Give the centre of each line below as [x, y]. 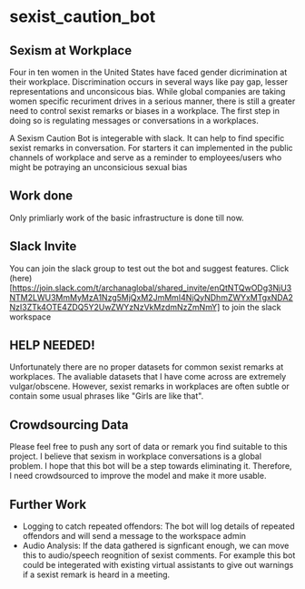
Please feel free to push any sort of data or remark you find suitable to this [148, 447]
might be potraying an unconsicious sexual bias [98, 167]
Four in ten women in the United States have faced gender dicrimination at [148, 72]
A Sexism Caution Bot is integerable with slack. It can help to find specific [147, 138]
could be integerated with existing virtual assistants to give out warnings [158, 565]
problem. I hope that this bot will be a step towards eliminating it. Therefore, [151, 466]
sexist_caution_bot [83, 17]
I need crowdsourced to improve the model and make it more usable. [138, 476]
